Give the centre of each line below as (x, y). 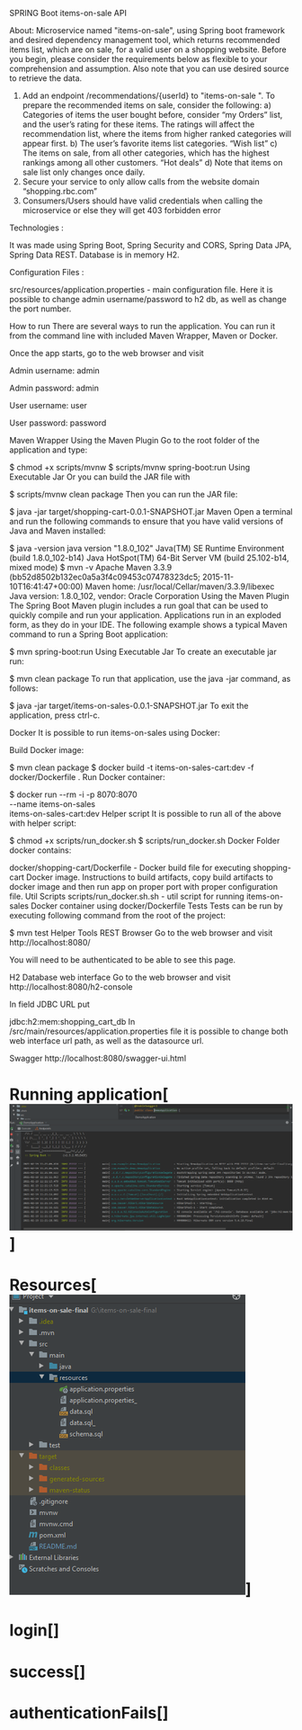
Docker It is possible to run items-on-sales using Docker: (115, 733)
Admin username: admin (55, 371)
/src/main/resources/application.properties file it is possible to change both (149, 1031)
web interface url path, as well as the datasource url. (107, 1041)
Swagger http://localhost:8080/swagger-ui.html (98, 1058)
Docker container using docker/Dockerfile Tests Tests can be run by (157, 906)
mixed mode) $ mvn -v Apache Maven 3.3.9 (91, 567)
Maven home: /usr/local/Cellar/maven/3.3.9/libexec (180, 587)
